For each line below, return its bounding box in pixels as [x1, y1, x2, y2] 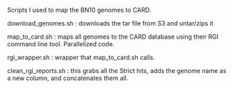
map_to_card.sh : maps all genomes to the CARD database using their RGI [7, 32, 219, 41]
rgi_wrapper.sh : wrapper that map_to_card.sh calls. [7, 53, 155, 61]
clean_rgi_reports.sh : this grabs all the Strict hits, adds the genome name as [7, 67, 227, 75]
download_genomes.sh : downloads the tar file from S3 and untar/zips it [7, 19, 214, 27]
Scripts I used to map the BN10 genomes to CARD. [7, 6, 152, 14]
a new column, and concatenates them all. [7, 74, 129, 82]
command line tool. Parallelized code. [7, 40, 115, 48]
